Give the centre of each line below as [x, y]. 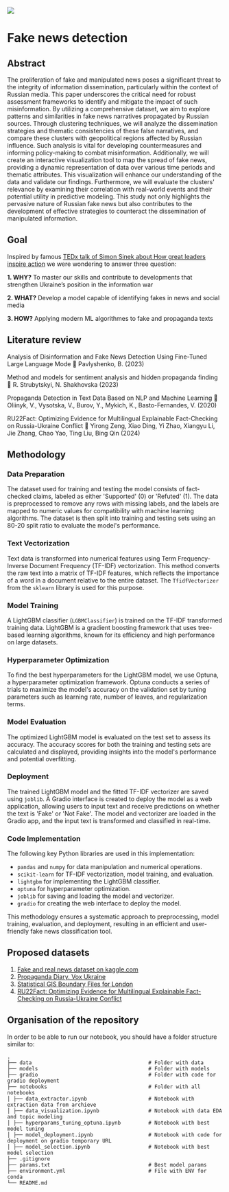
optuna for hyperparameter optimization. [74, 889]
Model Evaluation [37, 722]
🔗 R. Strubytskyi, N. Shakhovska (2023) [63, 384]
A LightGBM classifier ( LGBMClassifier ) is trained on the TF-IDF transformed [115, 620]
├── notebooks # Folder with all [104, 1087]
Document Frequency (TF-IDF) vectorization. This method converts [125, 565]
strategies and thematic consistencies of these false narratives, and [103, 131]
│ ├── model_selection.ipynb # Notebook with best [109, 1147]
